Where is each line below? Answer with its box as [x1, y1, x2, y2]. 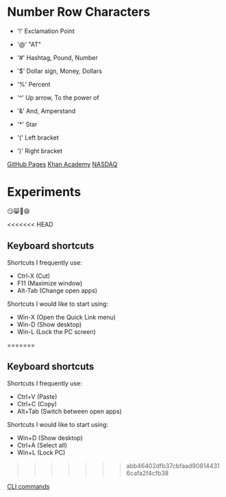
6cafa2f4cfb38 [126, 469, 169, 477]
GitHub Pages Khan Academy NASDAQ [7, 159, 118, 168]
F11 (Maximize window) [16, 279, 83, 287]
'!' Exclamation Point [16, 27, 75, 35]
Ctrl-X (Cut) [16, 272, 51, 280]
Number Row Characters [7, 4, 151, 20]
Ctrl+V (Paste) [16, 393, 58, 401]
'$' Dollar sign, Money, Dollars [16, 67, 103, 75]
